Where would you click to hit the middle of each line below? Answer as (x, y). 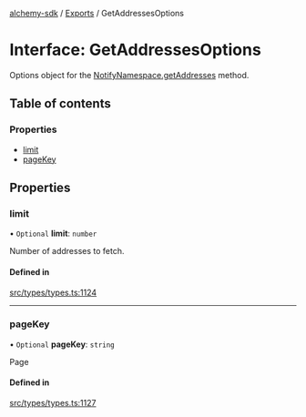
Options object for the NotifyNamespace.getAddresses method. (129, 75)
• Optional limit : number (53, 234)
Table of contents (60, 104)
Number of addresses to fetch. (67, 251)
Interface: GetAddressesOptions (135, 50)
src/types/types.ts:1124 (53, 292)
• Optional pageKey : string (62, 344)
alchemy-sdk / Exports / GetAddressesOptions (97, 13)
